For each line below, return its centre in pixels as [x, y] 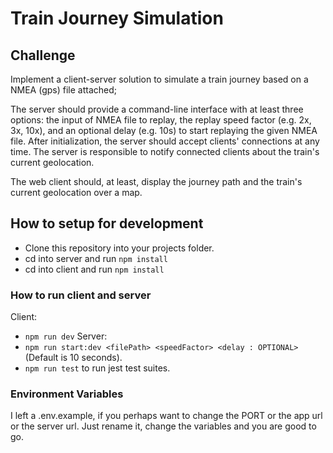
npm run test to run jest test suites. [97, 368]
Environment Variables [67, 394]
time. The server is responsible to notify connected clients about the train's [165, 151]
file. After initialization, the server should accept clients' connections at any [165, 141]
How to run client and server [81, 295]
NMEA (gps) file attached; [63, 90]
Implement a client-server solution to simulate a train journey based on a [159, 79]
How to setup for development [107, 223]
